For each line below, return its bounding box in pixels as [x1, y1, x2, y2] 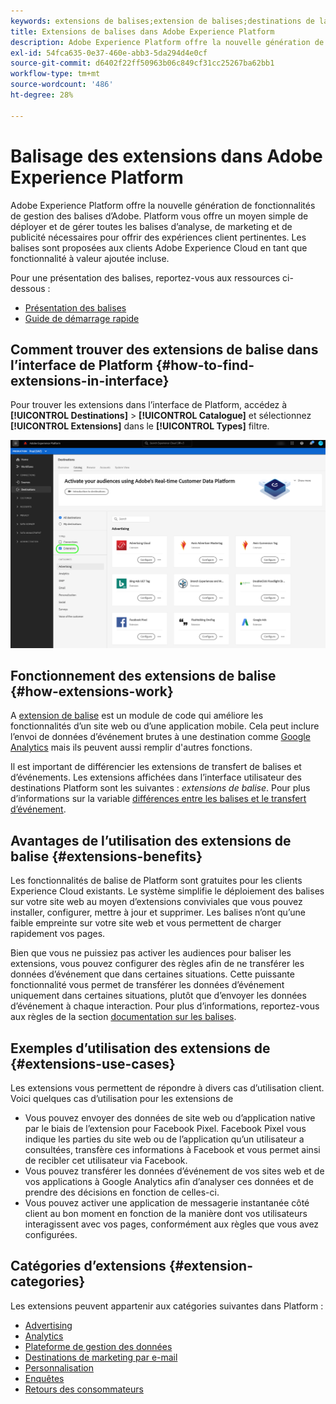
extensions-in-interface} [10, 372, 170, 389]
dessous [10, 282, 46, 294]
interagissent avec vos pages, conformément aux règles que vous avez [24, 1218, 320, 1230]
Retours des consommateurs [24, 1383, 144, 1395]
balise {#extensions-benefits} [10, 848, 203, 865]
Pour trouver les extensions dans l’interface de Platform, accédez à [10, 399, 288, 411]
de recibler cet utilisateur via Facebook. [24, 1155, 188, 1167]
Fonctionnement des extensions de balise [10, 667, 277, 684]
